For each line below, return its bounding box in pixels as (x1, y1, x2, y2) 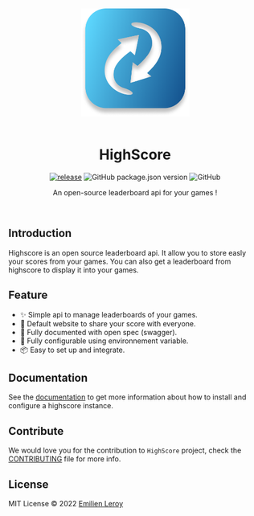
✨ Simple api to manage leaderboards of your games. (19, 309, 199, 319)
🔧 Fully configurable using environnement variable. (19, 336, 189, 346)
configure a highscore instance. (8, 401, 114, 411)
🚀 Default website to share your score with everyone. (19, 318, 196, 328)
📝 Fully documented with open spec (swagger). (19, 327, 178, 337)
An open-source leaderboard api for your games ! (52, 187, 218, 197)
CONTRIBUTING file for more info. (8, 454, 121, 464)
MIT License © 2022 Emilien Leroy (8, 499, 124, 508)
